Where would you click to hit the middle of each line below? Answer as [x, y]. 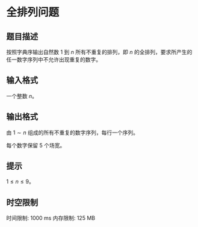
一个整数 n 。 [22, 96]
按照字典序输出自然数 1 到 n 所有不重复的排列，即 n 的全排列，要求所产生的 [99, 52]
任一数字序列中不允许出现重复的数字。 [54, 60]
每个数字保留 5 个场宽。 [36, 145]
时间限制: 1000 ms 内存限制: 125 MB [51, 218]
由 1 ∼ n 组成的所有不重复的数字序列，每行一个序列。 [72, 132]
